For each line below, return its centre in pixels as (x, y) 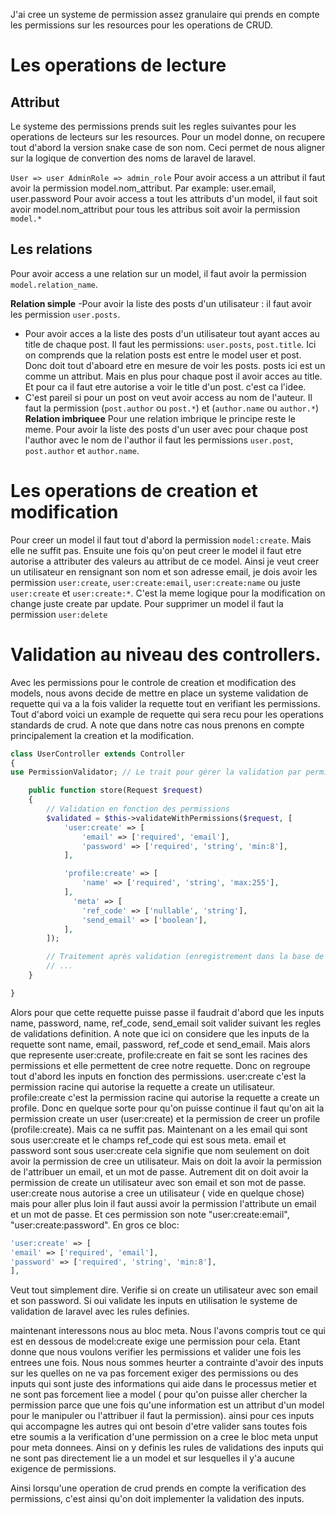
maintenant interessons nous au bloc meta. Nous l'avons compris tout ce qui (168, 1331)
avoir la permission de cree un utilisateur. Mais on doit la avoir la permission (166, 1161)
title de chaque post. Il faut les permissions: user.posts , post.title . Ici (170, 344)
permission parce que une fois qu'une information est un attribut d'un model (167, 1405)
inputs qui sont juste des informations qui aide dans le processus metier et (163, 1384)
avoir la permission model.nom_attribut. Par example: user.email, (143, 188)
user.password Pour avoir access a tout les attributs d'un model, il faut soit (164, 198)
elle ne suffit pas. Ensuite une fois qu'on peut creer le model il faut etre (156, 550)
